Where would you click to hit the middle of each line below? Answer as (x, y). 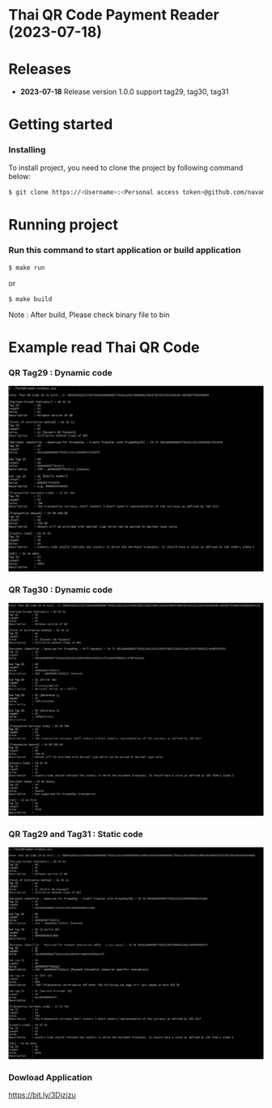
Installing (27, 150)
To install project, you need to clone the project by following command (126, 167)
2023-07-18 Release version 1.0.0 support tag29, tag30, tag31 (124, 92)
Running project (64, 224)
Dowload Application (51, 1078)
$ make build (30, 299)
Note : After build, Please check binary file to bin (89, 315)
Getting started (61, 125)
